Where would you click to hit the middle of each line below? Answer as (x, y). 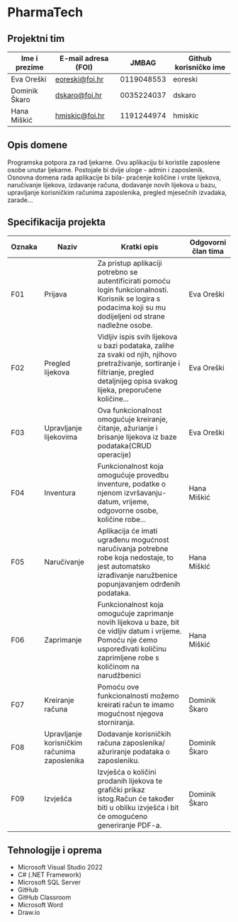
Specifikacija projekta (57, 222)
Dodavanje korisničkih (134, 733)
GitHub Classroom (44, 897)
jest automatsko (124, 566)
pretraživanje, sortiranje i (139, 363)
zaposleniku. (119, 760)
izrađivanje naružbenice (137, 575)
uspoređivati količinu (132, 648)
